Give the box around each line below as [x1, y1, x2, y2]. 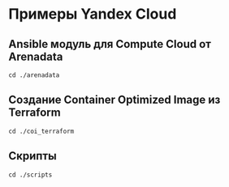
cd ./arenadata [8, 71, 60, 79]
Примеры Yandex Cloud [8, 5, 177, 23]
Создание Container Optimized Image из [8, 93, 221, 107]
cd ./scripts [8, 171, 53, 179]
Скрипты [8, 149, 57, 163]
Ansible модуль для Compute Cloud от [8, 37, 212, 51]
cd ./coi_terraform [8, 127, 75, 135]
